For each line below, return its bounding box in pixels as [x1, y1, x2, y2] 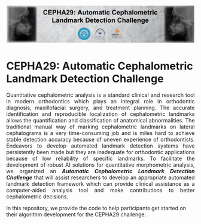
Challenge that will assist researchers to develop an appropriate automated [6, 174, 195, 181]
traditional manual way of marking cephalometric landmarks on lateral [6, 123, 195, 130]
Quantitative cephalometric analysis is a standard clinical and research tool [6, 91, 195, 99]
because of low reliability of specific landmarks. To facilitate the [6, 155, 195, 162]
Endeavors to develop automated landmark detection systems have [6, 142, 195, 149]
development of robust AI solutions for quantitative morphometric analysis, [6, 161, 195, 168]
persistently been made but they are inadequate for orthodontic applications [6, 149, 195, 156]
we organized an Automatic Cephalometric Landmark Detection [6, 168, 195, 175]
